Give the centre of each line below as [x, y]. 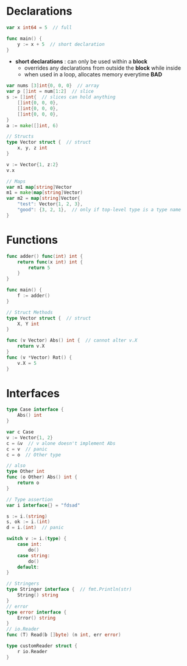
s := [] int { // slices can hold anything [61, 97]
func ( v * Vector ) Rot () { [39, 357]
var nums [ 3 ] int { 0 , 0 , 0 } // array [53, 86]
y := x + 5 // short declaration [61, 44]
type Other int [26, 472]
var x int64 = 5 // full [39, 27]
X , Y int [28, 324]
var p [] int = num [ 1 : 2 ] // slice [50, 92]
